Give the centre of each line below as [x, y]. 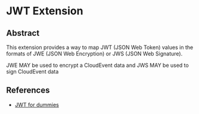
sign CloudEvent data [32, 72]
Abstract [23, 33]
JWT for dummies [37, 104]
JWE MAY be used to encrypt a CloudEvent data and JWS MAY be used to [97, 65]
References [28, 90]
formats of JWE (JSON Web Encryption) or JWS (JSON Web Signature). [94, 54]
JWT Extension [45, 11]
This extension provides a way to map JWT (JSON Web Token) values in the [100, 47]
